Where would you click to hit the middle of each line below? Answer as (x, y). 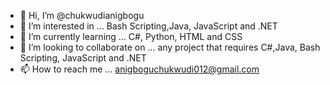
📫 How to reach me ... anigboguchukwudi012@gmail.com (139, 69)
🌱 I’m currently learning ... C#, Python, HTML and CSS (131, 36)
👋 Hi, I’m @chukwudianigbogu (82, 15)
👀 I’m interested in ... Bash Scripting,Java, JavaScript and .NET (148, 26)
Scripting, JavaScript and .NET (83, 58)
